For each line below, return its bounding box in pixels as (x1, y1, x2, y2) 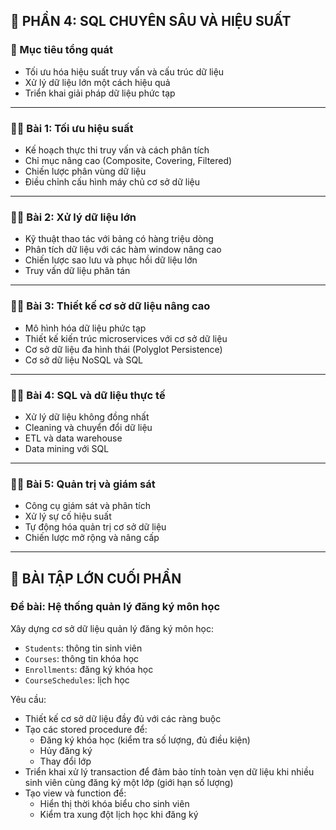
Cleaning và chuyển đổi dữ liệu (24, 421, 153, 433)
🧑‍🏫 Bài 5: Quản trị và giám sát (10, 477, 156, 491)
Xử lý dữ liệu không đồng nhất (24, 410, 150, 423)
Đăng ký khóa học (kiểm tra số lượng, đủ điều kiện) (39, 734, 251, 746)
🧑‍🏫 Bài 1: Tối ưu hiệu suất (10, 121, 134, 135)
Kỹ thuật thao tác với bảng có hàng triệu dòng (24, 233, 214, 245)
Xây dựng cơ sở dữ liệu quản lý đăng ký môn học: (10, 622, 215, 634)
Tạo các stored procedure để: (24, 723, 148, 735)
